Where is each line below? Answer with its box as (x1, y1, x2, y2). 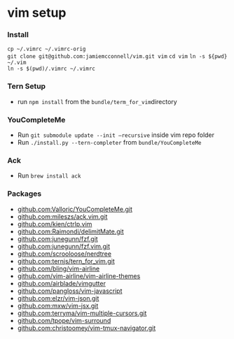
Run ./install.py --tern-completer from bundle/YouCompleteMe (17, 138, 202, 147)
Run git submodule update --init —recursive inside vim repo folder (17, 131, 215, 139)
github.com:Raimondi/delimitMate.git (17, 227, 124, 236)
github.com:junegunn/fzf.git (17, 234, 98, 243)
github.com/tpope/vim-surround (17, 316, 111, 324)
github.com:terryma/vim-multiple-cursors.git (17, 309, 147, 317)
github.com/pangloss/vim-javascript (17, 287, 123, 295)
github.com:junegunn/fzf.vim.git (17, 242, 111, 250)
